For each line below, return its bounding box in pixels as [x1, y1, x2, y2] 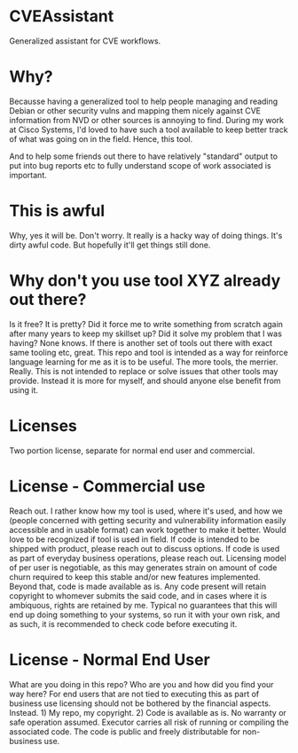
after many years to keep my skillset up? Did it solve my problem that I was [9, 328, 282, 339]
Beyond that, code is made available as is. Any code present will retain [9, 581, 267, 592]
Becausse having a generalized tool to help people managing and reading [9, 96, 278, 106]
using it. [9, 384, 38, 396]
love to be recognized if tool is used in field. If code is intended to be [9, 534, 260, 545]
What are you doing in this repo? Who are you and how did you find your [9, 678, 274, 689]
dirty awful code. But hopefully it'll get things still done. [9, 239, 211, 250]
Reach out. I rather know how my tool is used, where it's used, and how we [9, 506, 284, 516]
